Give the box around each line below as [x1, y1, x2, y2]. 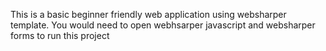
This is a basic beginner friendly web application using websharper [10, 9, 287, 20]
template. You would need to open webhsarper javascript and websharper [10, 19, 316, 31]
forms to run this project [10, 30, 110, 41]
